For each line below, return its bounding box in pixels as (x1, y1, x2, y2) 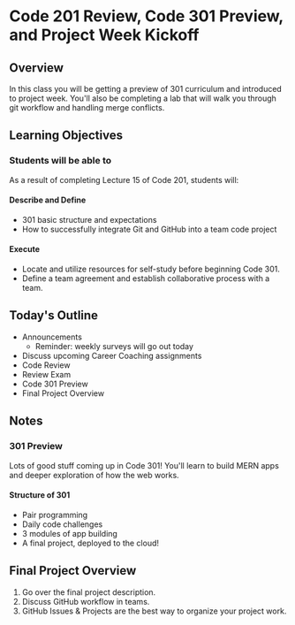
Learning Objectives (9, 128, 124, 143)
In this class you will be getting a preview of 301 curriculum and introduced (9, 84, 283, 94)
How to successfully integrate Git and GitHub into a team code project (21, 224, 277, 234)
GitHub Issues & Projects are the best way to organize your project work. (21, 606, 287, 616)
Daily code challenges (21, 519, 103, 530)
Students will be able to (9, 155, 112, 167)
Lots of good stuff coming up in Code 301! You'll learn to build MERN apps (9, 460, 280, 470)
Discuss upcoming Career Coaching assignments (21, 350, 202, 361)
